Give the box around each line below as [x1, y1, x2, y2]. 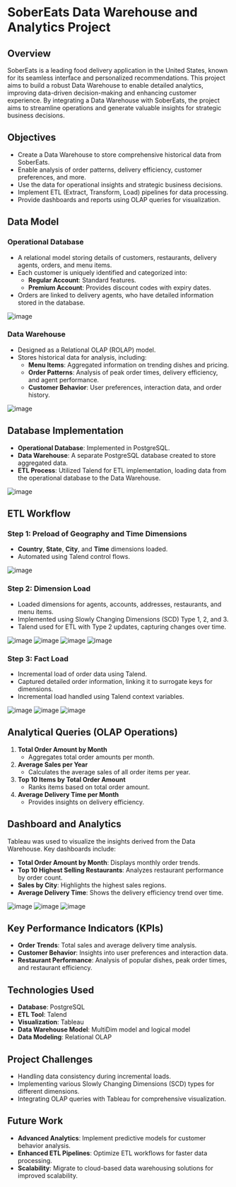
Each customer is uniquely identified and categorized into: [17, 268, 187, 276]
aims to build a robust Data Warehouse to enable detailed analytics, [7, 81, 203, 89]
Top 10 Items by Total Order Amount [17, 775, 126, 784]
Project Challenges [7, 1053, 93, 1065]
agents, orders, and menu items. [17, 261, 112, 269]
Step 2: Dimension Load [7, 584, 91, 593]
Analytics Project [7, 19, 111, 35]
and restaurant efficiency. [17, 964, 93, 972]
